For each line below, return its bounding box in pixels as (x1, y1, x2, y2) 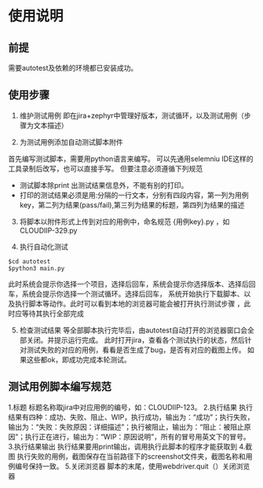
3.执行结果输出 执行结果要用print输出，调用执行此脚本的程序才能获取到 (8, 442, 238, 451)
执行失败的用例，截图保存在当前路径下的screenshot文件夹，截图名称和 (16, 451, 246, 460)
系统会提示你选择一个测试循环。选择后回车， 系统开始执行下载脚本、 (21, 288, 244, 299)
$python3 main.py (8, 264, 65, 272)
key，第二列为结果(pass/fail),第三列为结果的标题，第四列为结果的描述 (19, 200, 245, 209)
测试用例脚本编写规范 (8, 380, 111, 394)
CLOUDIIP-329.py (19, 226, 78, 235)
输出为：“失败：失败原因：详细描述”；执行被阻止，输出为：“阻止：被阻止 (8, 422, 245, 431)
